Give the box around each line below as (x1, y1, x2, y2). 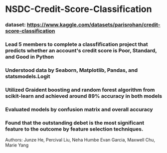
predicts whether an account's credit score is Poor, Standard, (5, 47, 157, 54)
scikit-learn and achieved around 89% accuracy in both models (5, 92, 163, 99)
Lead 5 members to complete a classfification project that (5, 41, 148, 48)
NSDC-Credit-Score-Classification (5, 3, 152, 15)
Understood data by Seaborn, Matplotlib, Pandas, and (5, 66, 138, 73)
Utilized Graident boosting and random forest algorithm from (5, 86, 155, 93)
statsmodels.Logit (5, 73, 50, 80)
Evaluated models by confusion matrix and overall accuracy (5, 106, 153, 113)
